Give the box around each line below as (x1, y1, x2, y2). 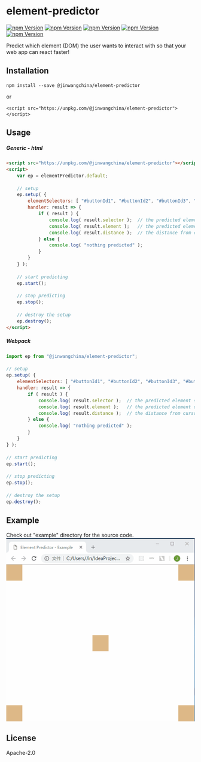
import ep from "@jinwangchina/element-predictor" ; (6, 353, 138, 359)
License (6, 733, 36, 743)
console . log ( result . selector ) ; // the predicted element (38, 397, 191, 403)
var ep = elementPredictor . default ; (17, 173, 109, 179)
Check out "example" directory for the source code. (6, 531, 134, 538)
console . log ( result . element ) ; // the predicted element (38, 403, 191, 410)
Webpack (6, 338, 31, 345)
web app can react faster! (6, 48, 70, 55)
